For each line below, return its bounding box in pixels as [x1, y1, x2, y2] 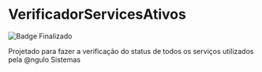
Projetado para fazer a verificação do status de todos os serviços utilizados [8, 46, 254, 56]
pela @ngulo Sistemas [8, 55, 81, 64]
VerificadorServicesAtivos [8, 5, 187, 23]
